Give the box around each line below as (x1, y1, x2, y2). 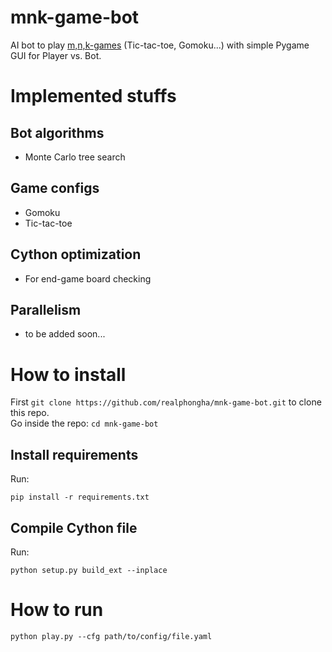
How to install (10, 363, 127, 386)
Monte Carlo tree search (24, 151, 126, 163)
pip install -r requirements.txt (10, 492, 150, 503)
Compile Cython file (10, 519, 138, 536)
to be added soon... (24, 328, 106, 340)
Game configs (10, 180, 100, 197)
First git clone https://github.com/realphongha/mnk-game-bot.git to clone (10, 396, 322, 408)
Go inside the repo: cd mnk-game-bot (10, 417, 159, 430)
